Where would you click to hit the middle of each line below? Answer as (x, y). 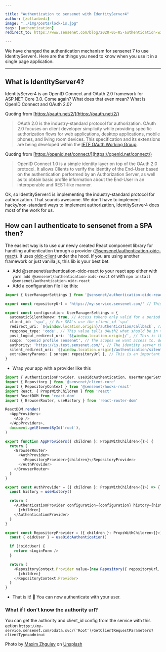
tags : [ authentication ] (30, 28)
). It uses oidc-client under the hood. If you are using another (78, 256)
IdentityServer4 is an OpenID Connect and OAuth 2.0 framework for (74, 93)
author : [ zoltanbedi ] (27, 19)
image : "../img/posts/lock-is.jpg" (42, 23)
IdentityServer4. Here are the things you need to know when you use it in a (81, 56)
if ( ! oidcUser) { (27, 546)
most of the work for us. (30, 210)
